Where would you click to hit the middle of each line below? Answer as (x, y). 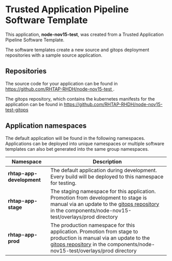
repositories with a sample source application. (54, 55)
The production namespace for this (93, 225)
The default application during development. (104, 170)
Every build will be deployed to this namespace (107, 176)
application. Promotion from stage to (94, 231)
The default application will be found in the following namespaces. (75, 138)
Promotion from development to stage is (99, 198)
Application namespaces (46, 126)
